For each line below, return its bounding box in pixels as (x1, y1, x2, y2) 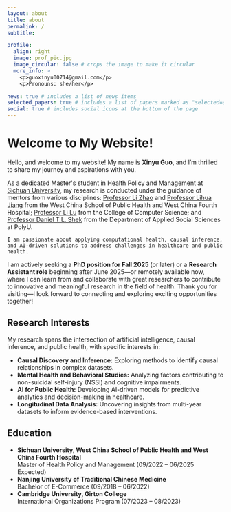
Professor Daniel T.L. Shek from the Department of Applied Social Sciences (7, 215, 221, 224)
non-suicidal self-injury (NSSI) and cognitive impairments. (16, 377, 182, 386)
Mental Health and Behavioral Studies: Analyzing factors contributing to (16, 371, 224, 379)
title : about (7, 17, 45, 23)
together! (7, 297, 33, 305)
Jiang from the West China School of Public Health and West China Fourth (7, 201, 217, 209)
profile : (7, 42, 32, 49)
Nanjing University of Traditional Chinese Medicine (16, 475, 166, 483)
